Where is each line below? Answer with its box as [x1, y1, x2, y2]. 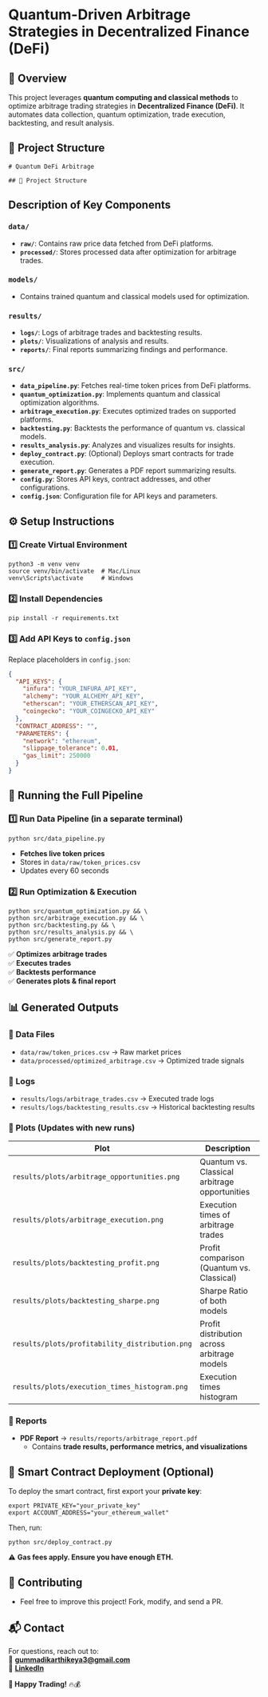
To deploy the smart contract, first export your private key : [8, 1487, 202, 1496]
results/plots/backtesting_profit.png [12, 1259, 160, 1267]
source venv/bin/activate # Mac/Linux [8, 567, 141, 575]
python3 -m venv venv [8, 560, 81, 569]
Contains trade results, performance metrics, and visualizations [31, 1442, 248, 1451]
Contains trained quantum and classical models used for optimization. [19, 291, 250, 301]
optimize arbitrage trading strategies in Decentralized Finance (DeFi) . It [8, 102, 245, 110]
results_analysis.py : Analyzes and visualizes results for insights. [19, 440, 235, 450]
